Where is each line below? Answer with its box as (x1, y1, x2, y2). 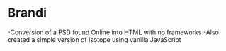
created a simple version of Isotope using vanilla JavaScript (7, 35, 182, 43)
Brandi (7, 5, 47, 21)
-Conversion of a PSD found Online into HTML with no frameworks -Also (7, 28, 220, 36)
